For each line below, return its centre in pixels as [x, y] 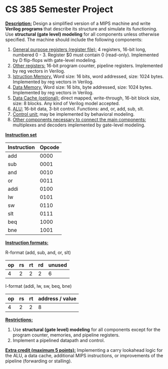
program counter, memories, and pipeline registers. [66, 335]
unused [58, 265]
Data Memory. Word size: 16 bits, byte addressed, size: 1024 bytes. [82, 87]
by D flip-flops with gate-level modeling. [55, 60]
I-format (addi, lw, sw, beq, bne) [38, 286]
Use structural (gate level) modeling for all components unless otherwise [82, 34]
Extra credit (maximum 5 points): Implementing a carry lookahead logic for [84, 350]
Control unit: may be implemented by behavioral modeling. [74, 114]
